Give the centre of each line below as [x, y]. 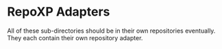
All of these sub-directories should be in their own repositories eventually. [111, 31]
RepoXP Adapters [59, 12]
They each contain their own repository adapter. [75, 37]
